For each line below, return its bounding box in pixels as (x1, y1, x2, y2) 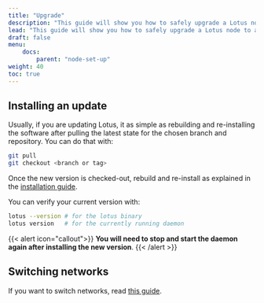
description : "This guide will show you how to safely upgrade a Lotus (8, 19, 247, 27)
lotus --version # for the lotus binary (8, 212, 143, 220)
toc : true (8, 70, 41, 78)
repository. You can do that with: (8, 137, 114, 146)
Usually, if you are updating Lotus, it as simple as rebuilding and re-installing (8, 120, 255, 130)
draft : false (8, 33, 51, 42)
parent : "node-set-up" (36, 56, 111, 64)
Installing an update (8, 99, 108, 113)
